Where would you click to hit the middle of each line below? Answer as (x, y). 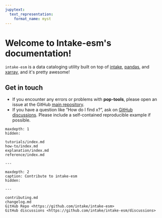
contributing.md (21, 198)
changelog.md (18, 202)
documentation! (38, 53)
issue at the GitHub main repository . (48, 105)
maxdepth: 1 (17, 129)
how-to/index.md (21, 146)
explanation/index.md (27, 151)
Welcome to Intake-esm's (58, 43)
